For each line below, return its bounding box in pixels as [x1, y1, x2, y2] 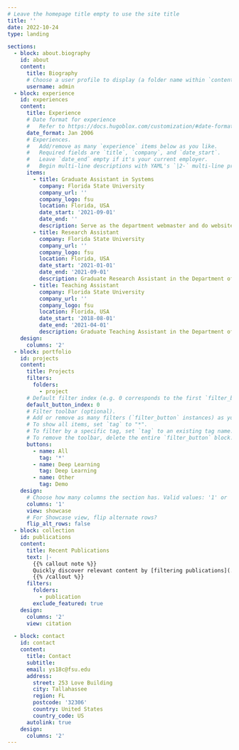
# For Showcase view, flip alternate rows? [26, 514, 158, 521]
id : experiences [20, 96, 69, 103]
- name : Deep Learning [33, 461, 100, 468]
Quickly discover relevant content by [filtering [33, 567, 183, 574]
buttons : [26, 441, 53, 448]
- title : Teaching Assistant [33, 282, 119, 289]
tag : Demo [38, 481, 69, 488]
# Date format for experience [26, 116, 116, 123]
